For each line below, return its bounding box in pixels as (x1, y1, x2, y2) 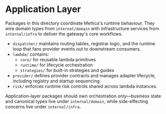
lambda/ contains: (12, 51, 49, 57)
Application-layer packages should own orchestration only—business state (5, 93, 161, 99)
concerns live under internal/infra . (5, 103, 81, 109)
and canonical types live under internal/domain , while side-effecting (5, 98, 148, 104)
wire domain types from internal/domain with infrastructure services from (5, 25, 159, 31)
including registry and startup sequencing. (12, 78, 101, 84)
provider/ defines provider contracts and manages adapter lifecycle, (12, 72, 156, 78)
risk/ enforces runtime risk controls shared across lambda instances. (12, 83, 158, 89)
